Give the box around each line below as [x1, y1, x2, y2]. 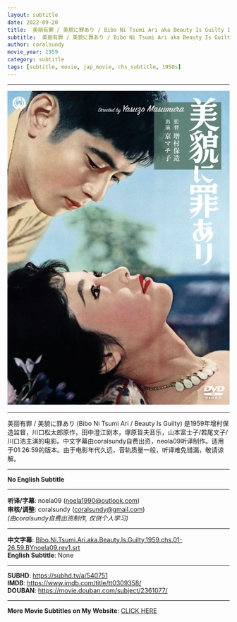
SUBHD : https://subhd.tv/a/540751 [7, 571, 108, 580]
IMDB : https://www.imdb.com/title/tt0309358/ [7, 578, 142, 587]
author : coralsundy [7, 41, 65, 49]
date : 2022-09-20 [7, 18, 59, 26]
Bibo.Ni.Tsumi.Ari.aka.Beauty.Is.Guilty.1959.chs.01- [35, 535, 183, 544]
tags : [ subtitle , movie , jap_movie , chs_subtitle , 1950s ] [7, 63, 181, 71]
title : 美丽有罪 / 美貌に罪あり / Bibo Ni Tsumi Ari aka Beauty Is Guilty [7, 26, 224, 33]
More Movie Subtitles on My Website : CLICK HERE [7, 606, 157, 615]
